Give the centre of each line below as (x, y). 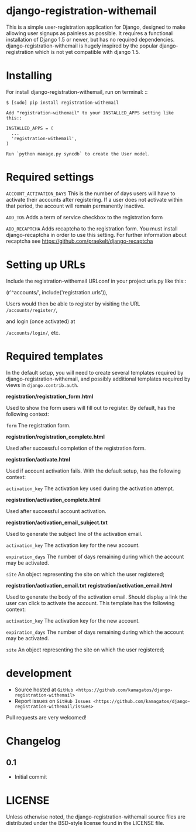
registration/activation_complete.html (54, 500)
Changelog (33, 741)
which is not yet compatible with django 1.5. (87, 52)
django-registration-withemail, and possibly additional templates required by (98, 379)
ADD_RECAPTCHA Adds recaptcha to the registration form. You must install (92, 228)
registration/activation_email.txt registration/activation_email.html (89, 585)
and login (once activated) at (41, 321)
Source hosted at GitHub (44, 690)
